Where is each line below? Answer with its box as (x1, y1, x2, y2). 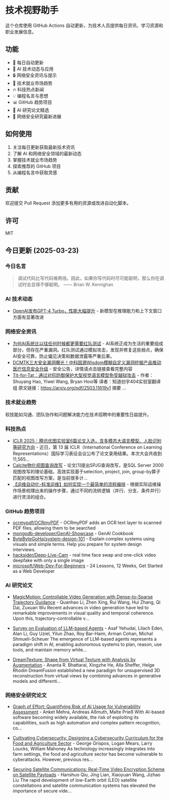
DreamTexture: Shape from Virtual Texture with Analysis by (12, 656, 136, 663)
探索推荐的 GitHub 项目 (12, 163, 61, 169)
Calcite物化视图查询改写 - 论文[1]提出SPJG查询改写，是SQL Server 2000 (12, 462, 164, 468)
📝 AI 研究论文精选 (12, 107, 50, 113)
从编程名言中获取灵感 (12, 169, 57, 176)
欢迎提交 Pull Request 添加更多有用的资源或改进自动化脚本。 (5, 200, 132, 206)
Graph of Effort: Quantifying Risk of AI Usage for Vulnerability (12, 703, 141, 709)
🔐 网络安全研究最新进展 (12, 113, 62, 119)
